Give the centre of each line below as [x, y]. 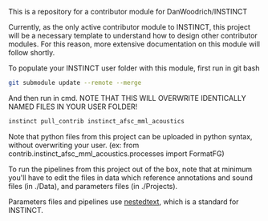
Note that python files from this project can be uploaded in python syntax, [130, 136]
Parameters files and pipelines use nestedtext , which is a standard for [124, 201]
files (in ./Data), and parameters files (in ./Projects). [93, 186]
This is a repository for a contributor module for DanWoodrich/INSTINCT [128, 12]
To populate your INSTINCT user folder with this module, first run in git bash [134, 68]
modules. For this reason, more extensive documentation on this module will [134, 44]
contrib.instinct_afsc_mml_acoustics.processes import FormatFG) [116, 153]
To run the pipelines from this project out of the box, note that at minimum [130, 169]
